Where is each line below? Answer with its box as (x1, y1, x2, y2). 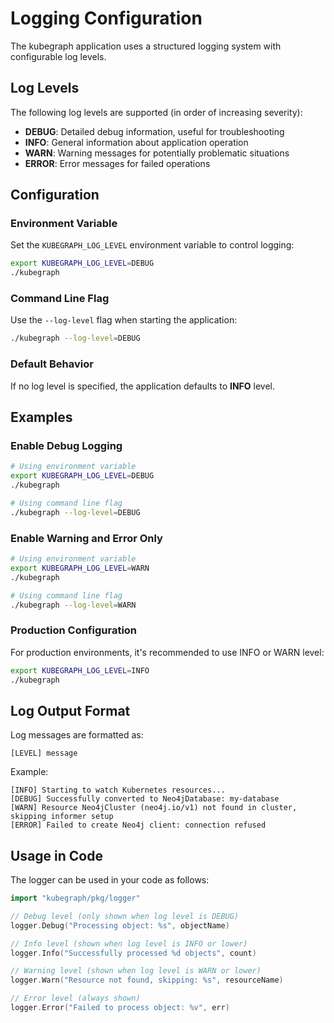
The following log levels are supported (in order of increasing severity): (10, 106, 303, 118)
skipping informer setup (10, 812, 114, 822)
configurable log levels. (10, 50, 107, 62)
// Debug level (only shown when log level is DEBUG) (10, 911, 240, 921)
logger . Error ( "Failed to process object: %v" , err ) (10, 1003, 230, 1013)
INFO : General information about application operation (24, 136, 249, 148)
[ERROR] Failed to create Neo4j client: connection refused (10, 820, 267, 831)
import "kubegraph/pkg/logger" (10, 893, 141, 904)
